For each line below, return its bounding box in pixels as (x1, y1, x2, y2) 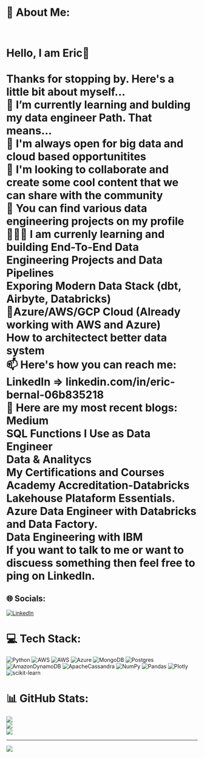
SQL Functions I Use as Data (6, 427, 151, 441)
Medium (6, 414, 49, 428)
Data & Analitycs (6, 453, 92, 466)
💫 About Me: (6, 5, 70, 19)
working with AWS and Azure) (6, 318, 161, 332)
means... (6, 124, 52, 138)
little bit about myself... (6, 85, 126, 99)
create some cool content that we (6, 176, 179, 189)
